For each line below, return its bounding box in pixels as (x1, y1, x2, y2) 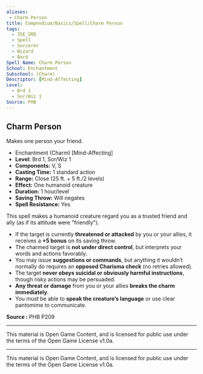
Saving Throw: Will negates (14, 195, 85, 202)
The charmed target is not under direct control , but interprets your (14, 244, 182, 251)
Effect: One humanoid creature (14, 181, 93, 189)
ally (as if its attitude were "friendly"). (6, 219, 100, 226)
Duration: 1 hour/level (14, 188, 69, 195)
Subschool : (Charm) (6, 71, 56, 77)
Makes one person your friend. (6, 138, 83, 145)
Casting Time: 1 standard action (14, 169, 95, 176)
